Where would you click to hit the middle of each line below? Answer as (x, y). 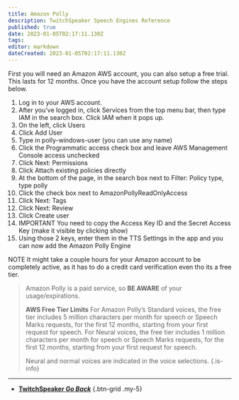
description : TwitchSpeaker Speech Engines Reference (89, 21)
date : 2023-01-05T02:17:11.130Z (56, 34)
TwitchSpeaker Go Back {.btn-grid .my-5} (80, 389)
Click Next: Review (46, 208)
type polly (33, 185)
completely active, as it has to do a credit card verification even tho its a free (120, 267)
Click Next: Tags (42, 200)
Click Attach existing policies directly (72, 170)
